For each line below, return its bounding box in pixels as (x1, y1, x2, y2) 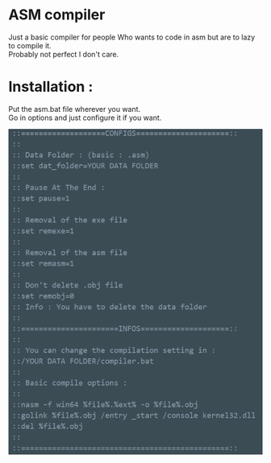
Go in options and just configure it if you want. (8, 113, 162, 122)
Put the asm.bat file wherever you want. (8, 104, 141, 114)
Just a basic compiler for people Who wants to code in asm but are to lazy (8, 32, 256, 42)
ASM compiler (8, 6, 106, 24)
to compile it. (8, 40, 52, 50)
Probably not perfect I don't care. (8, 49, 119, 59)
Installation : (8, 78, 94, 96)
